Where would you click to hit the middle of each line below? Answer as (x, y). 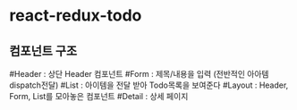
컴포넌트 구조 (43, 51)
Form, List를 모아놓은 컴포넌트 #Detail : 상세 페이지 (99, 96)
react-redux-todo (76, 16)
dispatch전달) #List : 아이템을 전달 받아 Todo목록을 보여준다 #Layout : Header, (149, 85)
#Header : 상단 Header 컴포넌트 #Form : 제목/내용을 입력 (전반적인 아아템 (139, 74)
